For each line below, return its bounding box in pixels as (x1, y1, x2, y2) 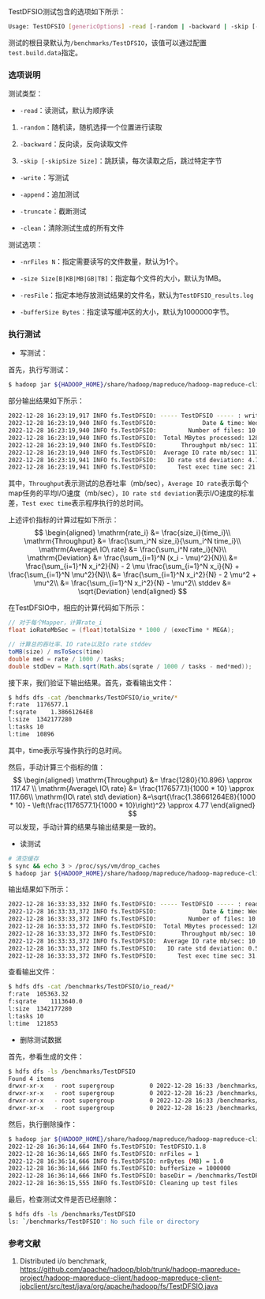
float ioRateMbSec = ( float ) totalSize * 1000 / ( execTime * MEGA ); (8, 627, 235, 634)
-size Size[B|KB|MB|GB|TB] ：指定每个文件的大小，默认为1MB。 (19, 273, 226, 283)
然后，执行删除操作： (8, 1119, 77, 1128)
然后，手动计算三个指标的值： (8, 762, 105, 772)
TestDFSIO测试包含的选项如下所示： (8, 7, 126, 16)
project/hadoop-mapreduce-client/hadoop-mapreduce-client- (19, 1273, 222, 1282)
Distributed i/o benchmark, (19, 1256, 107, 1266)
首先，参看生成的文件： (8, 1052, 84, 1061)
